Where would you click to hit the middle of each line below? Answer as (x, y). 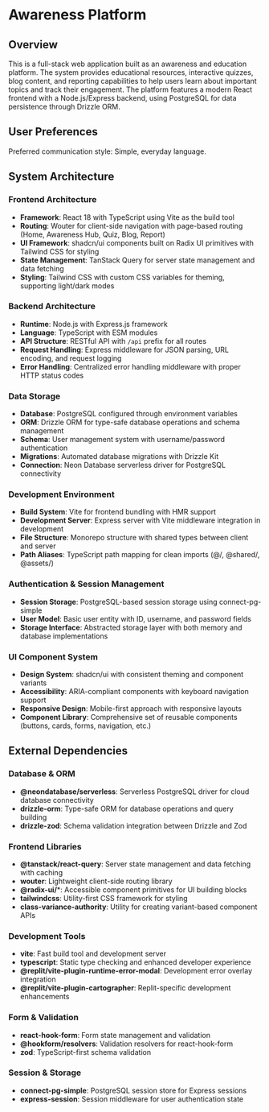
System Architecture (61, 177)
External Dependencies (68, 751)
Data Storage (35, 396)
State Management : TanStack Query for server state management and (137, 260)
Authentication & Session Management (86, 584)
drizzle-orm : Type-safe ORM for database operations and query (127, 808)
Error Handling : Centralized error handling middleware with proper (130, 366)
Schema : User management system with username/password (122, 440)
